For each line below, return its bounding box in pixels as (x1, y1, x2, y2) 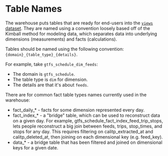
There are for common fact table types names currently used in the (5, 91, 147, 98)
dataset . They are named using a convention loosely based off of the (5, 25, 151, 31)
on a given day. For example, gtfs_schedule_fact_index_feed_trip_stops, (12, 117, 163, 123)
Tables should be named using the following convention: (5, 46, 124, 52)
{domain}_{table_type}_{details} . (5, 51, 78, 57)
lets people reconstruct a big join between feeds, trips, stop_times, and (12, 123, 162, 129)
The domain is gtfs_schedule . (12, 71, 75, 77)
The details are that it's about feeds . (12, 82, 88, 88)
